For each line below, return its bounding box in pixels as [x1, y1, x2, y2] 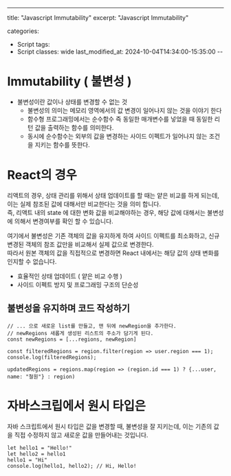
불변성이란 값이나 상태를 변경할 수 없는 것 [16, 98, 128, 106]
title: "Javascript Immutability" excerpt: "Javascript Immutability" [7, 14, 189, 21]
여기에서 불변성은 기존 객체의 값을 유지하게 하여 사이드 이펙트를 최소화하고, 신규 [7, 231, 220, 240]
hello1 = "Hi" [7, 456, 48, 464]
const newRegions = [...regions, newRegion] [7, 336, 137, 343]
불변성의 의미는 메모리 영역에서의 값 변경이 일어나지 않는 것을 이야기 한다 [27, 106, 222, 114]
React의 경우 [7, 168, 77, 183]
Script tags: [16, 41, 50, 48]
